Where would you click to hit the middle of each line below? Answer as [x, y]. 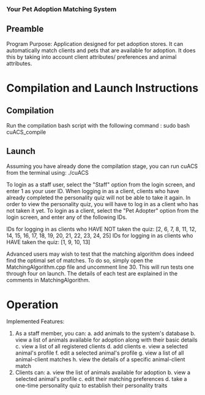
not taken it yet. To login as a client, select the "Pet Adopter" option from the [102, 210]
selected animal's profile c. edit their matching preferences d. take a [101, 379]
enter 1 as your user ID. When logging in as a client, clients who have [93, 191]
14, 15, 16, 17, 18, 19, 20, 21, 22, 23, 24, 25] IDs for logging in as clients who [100, 236]
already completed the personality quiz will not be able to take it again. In [99, 197]
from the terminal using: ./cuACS [47, 172]
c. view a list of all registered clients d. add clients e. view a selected [102, 347]
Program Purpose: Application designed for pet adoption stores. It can [95, 44]
